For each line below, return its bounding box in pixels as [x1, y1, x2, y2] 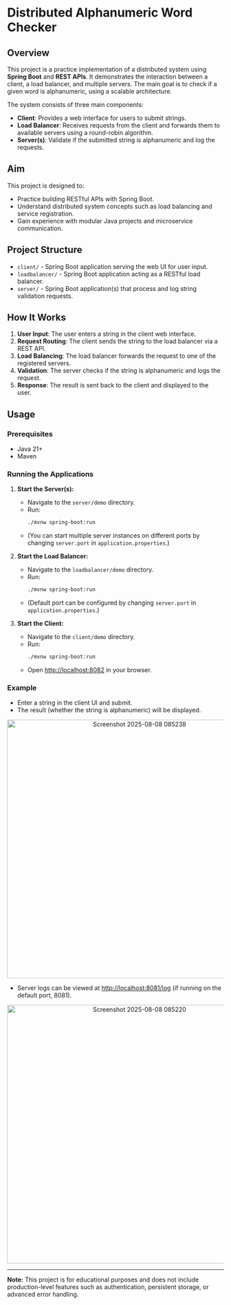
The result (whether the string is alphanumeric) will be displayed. [16, 706, 201, 714]
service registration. [16, 209, 74, 218]
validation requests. [16, 292, 74, 300]
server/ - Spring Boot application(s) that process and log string [16, 284, 197, 292]
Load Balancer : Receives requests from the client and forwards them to [16, 121, 220, 129]
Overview [7, 47, 50, 59]
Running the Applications [7, 469, 94, 479]
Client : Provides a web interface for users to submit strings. [16, 114, 187, 122]
